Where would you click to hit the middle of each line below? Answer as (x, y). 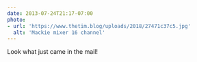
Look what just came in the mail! (52, 52)
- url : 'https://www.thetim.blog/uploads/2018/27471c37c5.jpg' (99, 26)
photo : (16, 20)
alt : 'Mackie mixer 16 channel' (60, 32)
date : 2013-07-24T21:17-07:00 (50, 13)
